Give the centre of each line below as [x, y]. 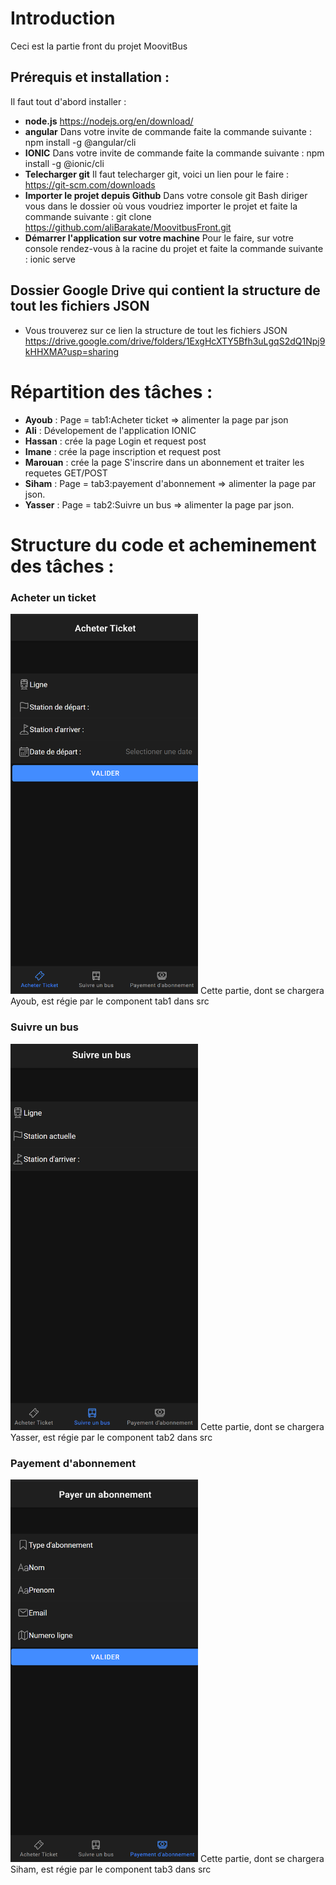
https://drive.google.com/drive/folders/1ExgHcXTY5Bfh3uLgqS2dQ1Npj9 [175, 341]
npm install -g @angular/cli [80, 142]
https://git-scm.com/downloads [90, 184]
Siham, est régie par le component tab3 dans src [111, 1869]
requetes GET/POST [66, 473]
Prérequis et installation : [90, 77]
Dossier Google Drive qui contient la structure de [165, 290]
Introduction [63, 18]
